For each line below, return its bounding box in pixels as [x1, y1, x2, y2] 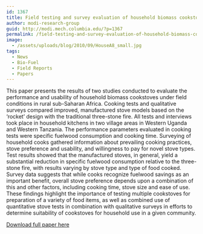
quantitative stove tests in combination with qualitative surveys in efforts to [6, 203, 193, 210]
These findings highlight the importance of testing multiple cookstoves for [6, 190, 190, 197]
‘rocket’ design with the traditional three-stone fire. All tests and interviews [6, 113, 192, 120]
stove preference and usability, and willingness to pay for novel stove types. [6, 145, 195, 152]
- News [11, 54, 28, 60]
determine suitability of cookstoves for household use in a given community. [6, 209, 196, 216]
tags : [6, 48, 20, 54]
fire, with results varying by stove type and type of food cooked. [21, 164, 182, 172]
